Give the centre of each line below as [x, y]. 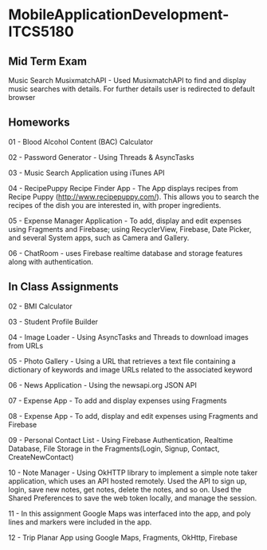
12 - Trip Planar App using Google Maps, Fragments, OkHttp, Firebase [123, 537]
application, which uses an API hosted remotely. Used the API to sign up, [128, 480]
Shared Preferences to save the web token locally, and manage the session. [133, 498]
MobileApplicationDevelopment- [119, 15]
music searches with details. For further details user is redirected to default [132, 89]
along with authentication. [51, 261]
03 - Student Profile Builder [53, 321]
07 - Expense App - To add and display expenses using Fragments [118, 401]
